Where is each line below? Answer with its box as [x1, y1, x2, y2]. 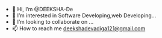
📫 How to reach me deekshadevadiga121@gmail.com [11, 25, 146, 32]
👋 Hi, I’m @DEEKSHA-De [11, 6, 73, 12]
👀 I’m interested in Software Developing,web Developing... [11, 12, 157, 19]
